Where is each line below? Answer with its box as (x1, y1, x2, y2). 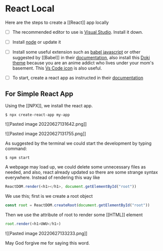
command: (5, 146, 27, 152)
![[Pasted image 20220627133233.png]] (5, 230, 88, 236)
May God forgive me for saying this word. (5, 240, 90, 246)
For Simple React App (5, 89, 74, 98)
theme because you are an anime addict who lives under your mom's (12, 60, 154, 66)
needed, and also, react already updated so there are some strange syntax (5, 169, 158, 175)
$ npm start (5, 155, 30, 160)
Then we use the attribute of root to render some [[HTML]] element (5, 212, 143, 218)
